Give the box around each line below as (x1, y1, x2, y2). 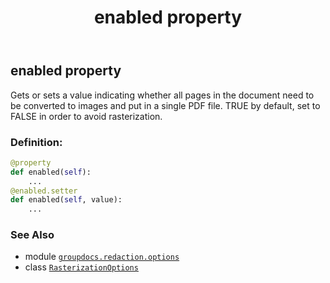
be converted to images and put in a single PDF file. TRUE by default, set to (10, 99, 321, 111)
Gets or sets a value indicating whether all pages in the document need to (10, 89, 315, 101)
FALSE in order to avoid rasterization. (10, 110, 163, 122)
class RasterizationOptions (24, 261, 139, 273)
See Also (10, 228, 55, 242)
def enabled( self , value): (10, 195, 123, 205)
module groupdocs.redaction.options (24, 251, 180, 263)
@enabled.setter (10, 186, 78, 196)
